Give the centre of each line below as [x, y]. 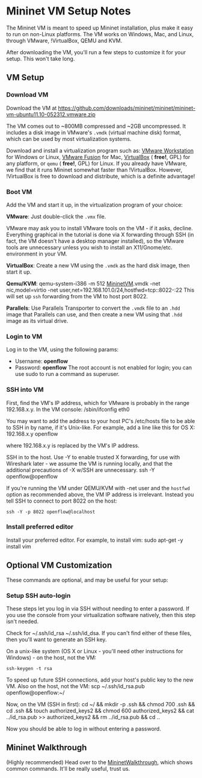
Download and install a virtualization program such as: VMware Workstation [100, 150]
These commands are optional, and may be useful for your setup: [87, 580]
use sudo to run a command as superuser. [67, 374]
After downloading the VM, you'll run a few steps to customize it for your [96, 52]
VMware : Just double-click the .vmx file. [56, 216]
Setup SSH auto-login [38, 595]
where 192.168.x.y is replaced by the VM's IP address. [73, 445]
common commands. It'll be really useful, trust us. [68, 768]
